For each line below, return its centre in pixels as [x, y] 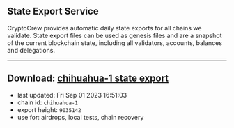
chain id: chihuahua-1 [48, 102]
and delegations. [31, 50]
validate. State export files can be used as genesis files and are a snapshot [115, 35]
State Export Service [53, 11]
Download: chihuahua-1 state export [88, 79]
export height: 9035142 [49, 109]
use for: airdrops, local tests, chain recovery [80, 117]
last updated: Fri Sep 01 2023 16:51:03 [72, 95]
